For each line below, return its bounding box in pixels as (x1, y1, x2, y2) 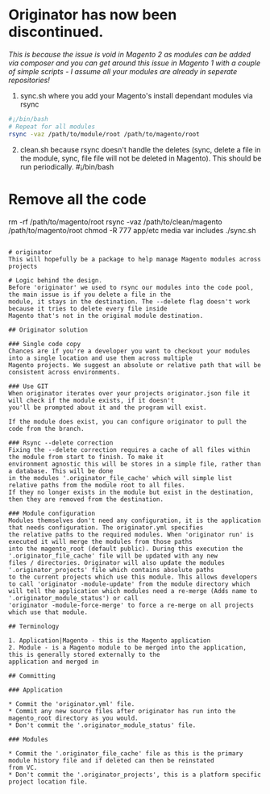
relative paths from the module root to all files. (8, 481, 185, 489)
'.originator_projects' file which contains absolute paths (8, 566, 215, 574)
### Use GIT (8, 382, 48, 391)
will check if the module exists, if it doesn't (8, 396, 175, 404)
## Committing (8, 671, 56, 679)
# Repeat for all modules (8, 123, 95, 131)
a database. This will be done (8, 466, 114, 475)
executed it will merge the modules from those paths (8, 537, 193, 545)
